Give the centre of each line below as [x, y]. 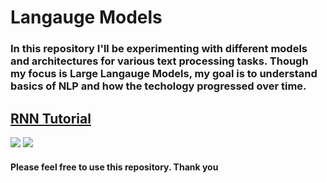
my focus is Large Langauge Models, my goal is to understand [164, 74]
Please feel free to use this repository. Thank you [114, 167]
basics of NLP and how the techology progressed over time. [158, 86]
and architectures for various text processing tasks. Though [159, 61]
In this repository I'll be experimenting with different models [159, 49]
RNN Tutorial [51, 118]
